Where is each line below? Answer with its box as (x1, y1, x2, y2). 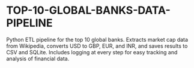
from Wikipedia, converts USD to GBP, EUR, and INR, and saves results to (6, 42, 188, 50)
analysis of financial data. (6, 55, 70, 62)
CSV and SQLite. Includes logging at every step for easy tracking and (6, 48, 178, 55)
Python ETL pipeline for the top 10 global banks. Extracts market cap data (6, 36, 188, 43)
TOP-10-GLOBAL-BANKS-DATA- (6, 4, 171, 17)
